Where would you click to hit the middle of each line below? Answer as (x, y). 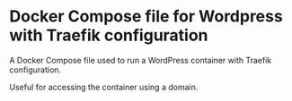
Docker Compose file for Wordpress (146, 17)
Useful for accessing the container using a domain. (104, 87)
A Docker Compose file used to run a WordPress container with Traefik (141, 60)
